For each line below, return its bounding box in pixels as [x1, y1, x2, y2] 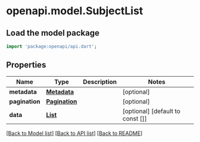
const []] [122, 114, 147, 122]
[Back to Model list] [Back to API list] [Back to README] [6, 130, 143, 137]
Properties [6, 60, 46, 70]
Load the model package [6, 28, 100, 38]
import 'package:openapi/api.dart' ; [6, 43, 97, 49]
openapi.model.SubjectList [6, 4, 143, 18]
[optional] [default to [122, 107, 180, 115]
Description [83, 77, 117, 86]
